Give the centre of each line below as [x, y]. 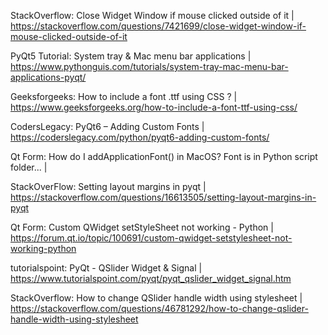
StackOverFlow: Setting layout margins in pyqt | [108, 186]
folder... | [29, 167]
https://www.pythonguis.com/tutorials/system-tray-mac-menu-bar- [149, 66]
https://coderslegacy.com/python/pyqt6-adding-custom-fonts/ [140, 137]
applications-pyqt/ [48, 77]
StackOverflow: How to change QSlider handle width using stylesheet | [156, 298]
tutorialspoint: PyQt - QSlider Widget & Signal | [106, 268]
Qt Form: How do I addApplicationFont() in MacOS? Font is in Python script [164, 156]
